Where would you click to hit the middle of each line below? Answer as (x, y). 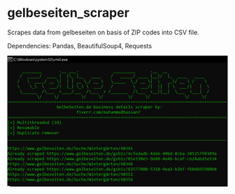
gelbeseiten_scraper (68, 13)
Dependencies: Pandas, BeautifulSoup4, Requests (80, 46)
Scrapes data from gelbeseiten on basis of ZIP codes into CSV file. (103, 32)
